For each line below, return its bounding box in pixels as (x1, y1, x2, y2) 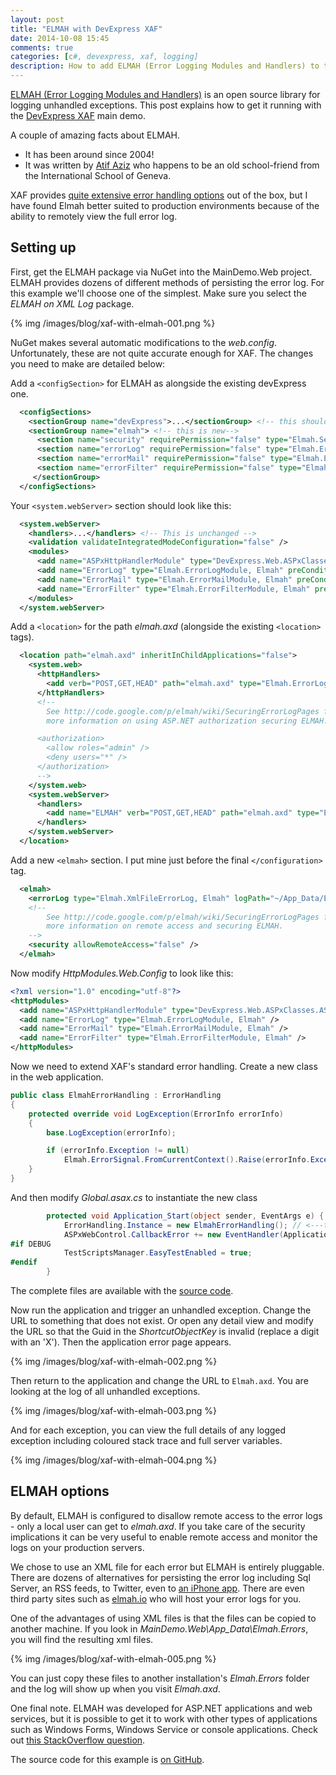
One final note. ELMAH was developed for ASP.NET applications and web (10, 1702, 313, 1714)
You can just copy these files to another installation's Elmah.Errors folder (10, 1672, 310, 1684)
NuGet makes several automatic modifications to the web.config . (10, 336, 278, 348)
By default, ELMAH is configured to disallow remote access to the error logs (10, 1509, 323, 1521)
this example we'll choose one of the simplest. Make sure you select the (10, 287, 307, 299)
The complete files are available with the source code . (10, 1285, 234, 1297)
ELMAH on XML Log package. (10, 297, 135, 310)
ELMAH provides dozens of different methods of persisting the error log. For (10, 276, 325, 288)
